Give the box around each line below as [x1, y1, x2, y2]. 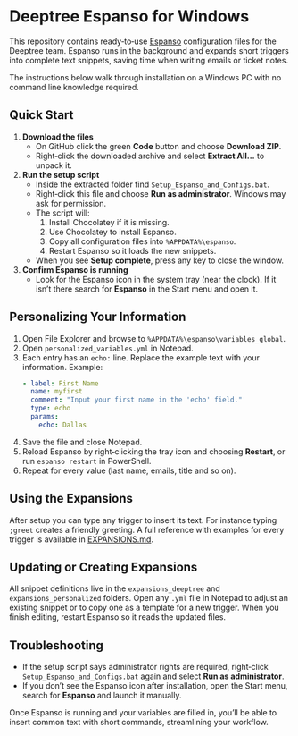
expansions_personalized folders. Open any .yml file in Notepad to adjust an [9, 593, 288, 604]
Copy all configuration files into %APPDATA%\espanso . [48, 235, 236, 247]
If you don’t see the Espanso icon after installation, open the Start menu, [21, 681, 288, 691]
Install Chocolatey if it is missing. [48, 216, 170, 227]
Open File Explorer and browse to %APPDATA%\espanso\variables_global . [21, 333, 286, 343]
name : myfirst [30, 387, 83, 396]
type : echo [30, 404, 71, 413]
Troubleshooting [9, 638, 104, 653]
